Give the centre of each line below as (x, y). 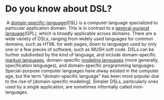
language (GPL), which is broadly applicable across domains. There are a (81, 33)
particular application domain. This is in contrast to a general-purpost (77, 28)
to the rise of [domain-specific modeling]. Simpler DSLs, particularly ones (82, 81)
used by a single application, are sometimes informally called (69, 86)
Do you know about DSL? (59, 9)
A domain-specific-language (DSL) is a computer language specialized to (82, 23)
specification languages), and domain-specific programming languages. (80, 65)
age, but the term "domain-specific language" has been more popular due (82, 76)
